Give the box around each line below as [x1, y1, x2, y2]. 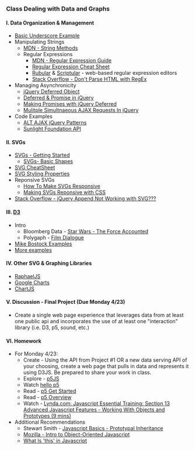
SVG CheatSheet [14, 164, 55, 171]
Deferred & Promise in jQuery [23, 94, 94, 101]
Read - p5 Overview [23, 394, 72, 401]
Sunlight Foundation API [23, 125, 82, 133]
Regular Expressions [23, 51, 73, 58]
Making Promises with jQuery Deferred [23, 101, 117, 108]
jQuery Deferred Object [23, 88, 80, 95]
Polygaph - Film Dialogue [23, 234, 84, 241]
